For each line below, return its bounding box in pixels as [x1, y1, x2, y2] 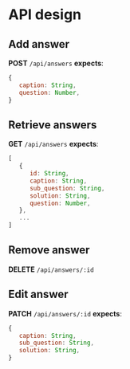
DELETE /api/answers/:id [8, 265, 94, 274]
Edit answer [8, 288, 69, 301]
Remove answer [8, 243, 90, 257]
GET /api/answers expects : [8, 139, 99, 149]
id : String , [29, 170, 69, 178]
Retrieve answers [8, 118, 97, 132]
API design [8, 6, 82, 24]
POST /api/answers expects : [8, 58, 104, 68]
